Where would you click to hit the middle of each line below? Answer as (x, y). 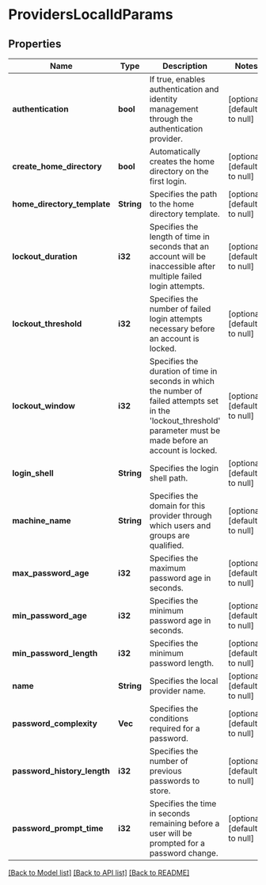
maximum (167, 568)
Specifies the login (184, 468)
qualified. (167, 545)
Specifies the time (183, 803)
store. (160, 791)
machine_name (42, 520)
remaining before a (184, 823)
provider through (180, 516)
